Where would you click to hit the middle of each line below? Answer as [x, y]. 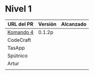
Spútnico [18, 55]
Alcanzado [74, 24]
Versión [47, 24]
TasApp [16, 48]
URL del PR [20, 24]
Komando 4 [20, 32]
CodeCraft [19, 40]
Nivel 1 [19, 9]
